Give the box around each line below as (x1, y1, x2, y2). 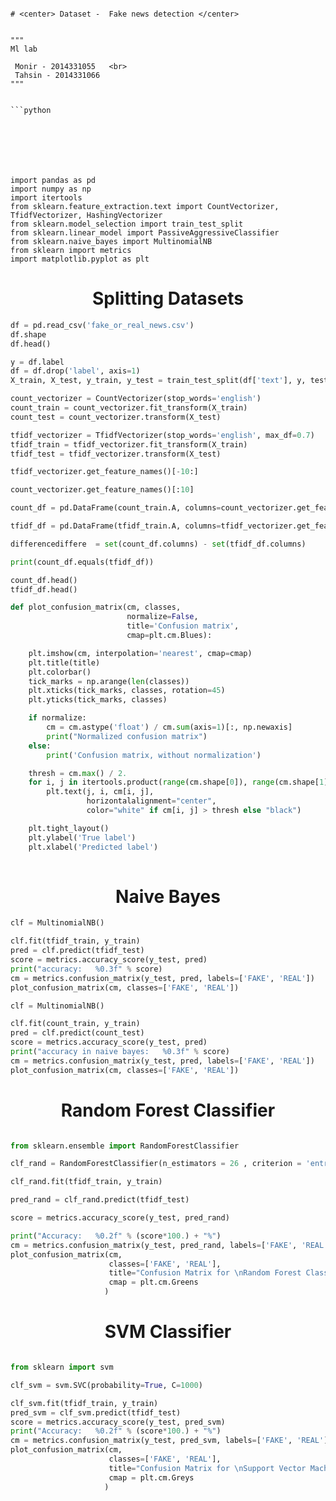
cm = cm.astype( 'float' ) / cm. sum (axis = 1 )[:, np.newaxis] (46, 722, 293, 733)
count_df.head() (10, 575, 78, 585)
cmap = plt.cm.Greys (108, 1472, 195, 1483)
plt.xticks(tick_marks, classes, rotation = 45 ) (28, 686, 226, 696)
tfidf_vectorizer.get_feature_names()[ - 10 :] (10, 467, 199, 477)
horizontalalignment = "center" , (86, 796, 217, 806)
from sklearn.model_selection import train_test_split (10, 219, 244, 229)
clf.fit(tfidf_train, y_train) (10, 936, 141, 946)
